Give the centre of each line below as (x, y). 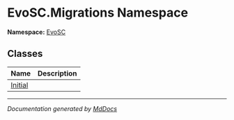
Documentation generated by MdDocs (62, 108)
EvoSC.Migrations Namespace (98, 13)
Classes (25, 54)
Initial (19, 85)
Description (57, 73)
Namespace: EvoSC (37, 32)
